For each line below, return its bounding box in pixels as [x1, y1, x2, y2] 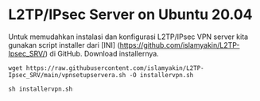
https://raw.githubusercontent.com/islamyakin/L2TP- [25, 64, 204, 72]
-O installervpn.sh [129, 71, 194, 79]
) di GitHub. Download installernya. [45, 49, 159, 58]
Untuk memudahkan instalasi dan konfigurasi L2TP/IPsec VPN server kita [8, 32, 249, 41]
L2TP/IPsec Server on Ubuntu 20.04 [8, 6, 253, 24]
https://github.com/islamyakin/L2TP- [119, 40, 240, 49]
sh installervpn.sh [8, 85, 73, 93]
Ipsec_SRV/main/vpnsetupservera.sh [8, 71, 126, 79]
